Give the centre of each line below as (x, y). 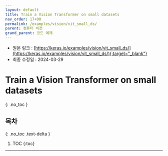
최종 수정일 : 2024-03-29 (38, 59)
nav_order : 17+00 (23, 19)
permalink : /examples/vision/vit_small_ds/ (51, 24)
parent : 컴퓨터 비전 (24, 28)
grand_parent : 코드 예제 (29, 33)
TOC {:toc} (23, 143)
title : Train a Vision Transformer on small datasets (62, 14)
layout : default (22, 10)
